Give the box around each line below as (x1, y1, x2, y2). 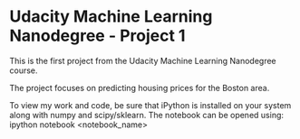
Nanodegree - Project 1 (9, 25, 186, 46)
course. (9, 65, 38, 76)
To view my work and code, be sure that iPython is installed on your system (9, 99, 292, 110)
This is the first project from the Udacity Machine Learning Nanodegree (9, 55, 276, 66)
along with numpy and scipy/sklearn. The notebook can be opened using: (9, 109, 284, 120)
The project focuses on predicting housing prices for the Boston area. (9, 82, 270, 93)
